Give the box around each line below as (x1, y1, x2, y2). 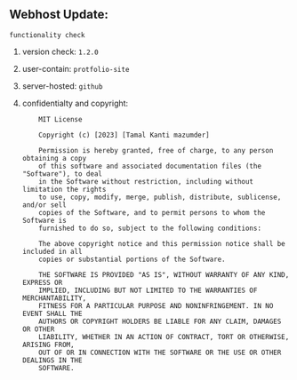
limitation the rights (21, 185, 107, 194)
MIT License (38, 115, 83, 123)
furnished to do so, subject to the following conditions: (38, 224, 262, 233)
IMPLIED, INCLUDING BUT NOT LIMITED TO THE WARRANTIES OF (38, 286, 258, 295)
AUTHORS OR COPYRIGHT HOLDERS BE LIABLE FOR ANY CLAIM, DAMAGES (38, 317, 282, 326)
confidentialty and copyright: (21, 98, 129, 108)
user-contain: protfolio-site (21, 63, 130, 74)
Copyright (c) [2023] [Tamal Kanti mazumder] (38, 131, 211, 139)
